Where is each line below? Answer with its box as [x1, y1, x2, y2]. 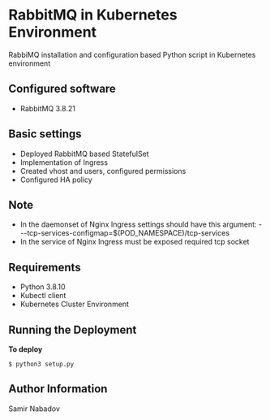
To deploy [8, 344, 43, 354]
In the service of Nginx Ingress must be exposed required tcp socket [19, 237, 250, 247]
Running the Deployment [8, 323, 137, 336]
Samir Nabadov [8, 404, 61, 414]
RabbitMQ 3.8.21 [19, 103, 75, 113]
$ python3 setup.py [8, 360, 75, 368]
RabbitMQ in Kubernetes [8, 6, 178, 24]
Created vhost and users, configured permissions [19, 166, 186, 175]
